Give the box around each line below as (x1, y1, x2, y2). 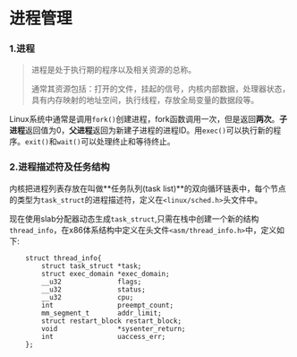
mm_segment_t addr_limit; (41, 309, 163, 318)
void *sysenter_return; (41, 324, 186, 333)
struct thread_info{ (25, 253, 102, 263)
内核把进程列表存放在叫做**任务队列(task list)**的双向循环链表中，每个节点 (9, 183, 286, 194)
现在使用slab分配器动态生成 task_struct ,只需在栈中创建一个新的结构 (9, 213, 259, 224)
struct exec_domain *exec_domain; (41, 269, 170, 278)
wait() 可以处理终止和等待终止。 (56, 136, 175, 147)
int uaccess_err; (41, 332, 166, 341)
